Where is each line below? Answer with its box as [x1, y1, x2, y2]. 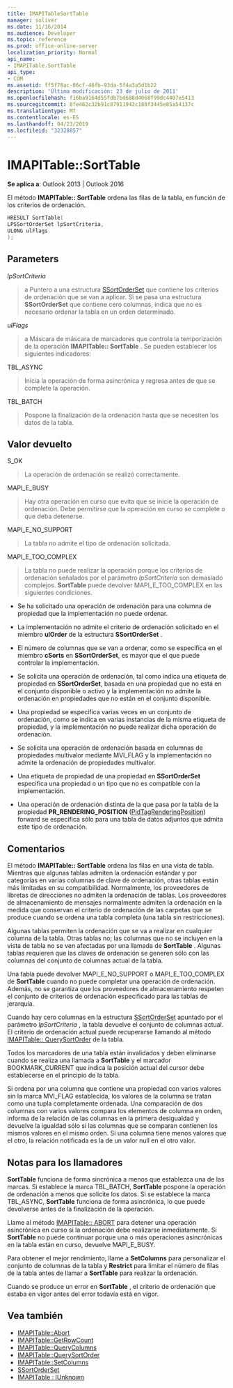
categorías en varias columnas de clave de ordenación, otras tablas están [7, 876, 219, 884]
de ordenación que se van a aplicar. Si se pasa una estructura [24, 292, 202, 301]
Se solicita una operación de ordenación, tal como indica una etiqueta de [17, 672, 227, 681]
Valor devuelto [7, 439, 72, 451]
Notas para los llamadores [7, 1156, 123, 1168]
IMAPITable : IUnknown [17, 1373, 85, 1381]
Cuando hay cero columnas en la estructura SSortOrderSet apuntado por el [7, 1013, 223, 1022]
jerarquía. [7, 999, 35, 1008]
